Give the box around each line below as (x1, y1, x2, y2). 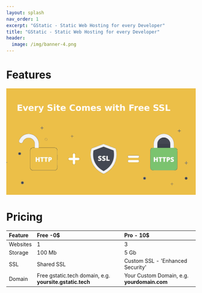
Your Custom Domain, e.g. (124, 272, 189, 279)
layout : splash (6, 10, 44, 16)
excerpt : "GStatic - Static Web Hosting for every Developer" (6, 22, 165, 28)
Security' (124, 264, 147, 271)
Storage (8, 248, 29, 256)
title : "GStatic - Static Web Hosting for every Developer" (6, 29, 161, 35)
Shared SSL (37, 261, 66, 268)
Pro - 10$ (124, 232, 150, 239)
